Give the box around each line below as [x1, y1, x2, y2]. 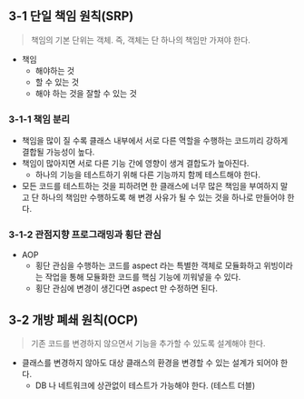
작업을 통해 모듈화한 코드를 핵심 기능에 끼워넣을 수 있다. [44, 272, 241, 283]
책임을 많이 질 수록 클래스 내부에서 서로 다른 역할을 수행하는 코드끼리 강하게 [21, 135, 289, 146]
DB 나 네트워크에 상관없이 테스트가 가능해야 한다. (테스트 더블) [34, 380, 256, 391]
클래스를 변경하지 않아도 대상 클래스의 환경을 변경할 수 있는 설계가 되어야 [21, 357, 279, 368]
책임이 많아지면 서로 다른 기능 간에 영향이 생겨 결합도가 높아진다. [21, 158, 250, 169]
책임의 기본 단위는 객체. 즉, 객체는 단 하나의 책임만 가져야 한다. [30, 35, 251, 45]
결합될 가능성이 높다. [21, 146, 95, 157]
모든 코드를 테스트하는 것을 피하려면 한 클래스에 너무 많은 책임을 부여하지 [21, 181, 279, 192]
